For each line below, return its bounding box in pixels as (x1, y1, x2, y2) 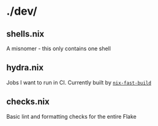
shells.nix (6, 29, 45, 39)
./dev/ (6, 4, 38, 18)
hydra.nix (6, 62, 44, 73)
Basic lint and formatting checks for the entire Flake (6, 113, 137, 120)
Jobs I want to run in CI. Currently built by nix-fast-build (6, 78, 152, 86)
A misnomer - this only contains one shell (6, 45, 111, 52)
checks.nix (6, 97, 50, 107)
